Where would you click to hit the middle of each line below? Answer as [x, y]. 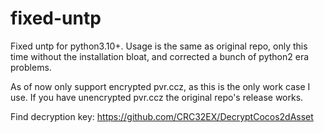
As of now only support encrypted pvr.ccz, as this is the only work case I [160, 86]
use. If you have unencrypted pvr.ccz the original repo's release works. [157, 97]
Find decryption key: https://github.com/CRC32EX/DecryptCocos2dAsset [162, 116]
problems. [31, 67]
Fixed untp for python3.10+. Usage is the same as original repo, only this [159, 46]
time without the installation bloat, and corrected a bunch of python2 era [160, 56]
